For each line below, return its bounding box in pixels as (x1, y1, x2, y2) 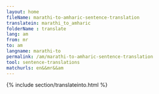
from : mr (6, 37, 29, 43)
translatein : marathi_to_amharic (6, 20, 91, 26)
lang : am (6, 31, 29, 37)
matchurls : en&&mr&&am (6, 64, 64, 71)
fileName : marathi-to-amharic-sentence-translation (6, 14, 140, 20)
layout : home (6, 8, 39, 15)
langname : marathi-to (6, 48, 61, 54)
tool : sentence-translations (6, 59, 80, 65)
